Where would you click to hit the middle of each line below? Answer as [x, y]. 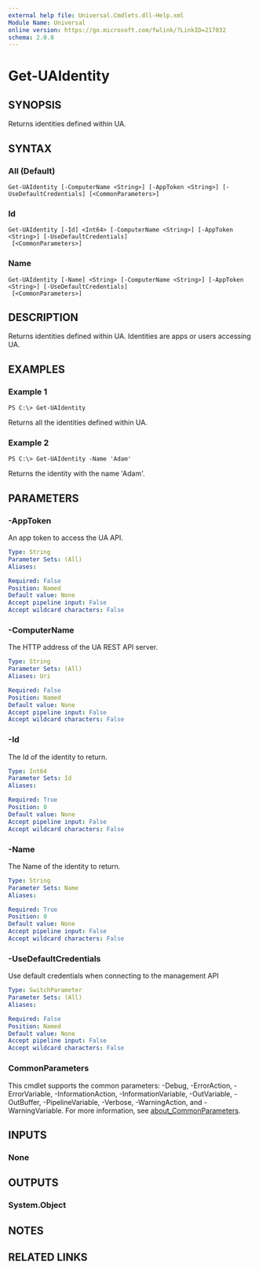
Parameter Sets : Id [40, 779]
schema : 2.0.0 [31, 37]
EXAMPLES [36, 369]
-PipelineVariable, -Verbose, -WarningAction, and [122, 1102]
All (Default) [32, 171]
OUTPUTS [33, 1183]
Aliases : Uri [29, 676]
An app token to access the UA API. [66, 538]
